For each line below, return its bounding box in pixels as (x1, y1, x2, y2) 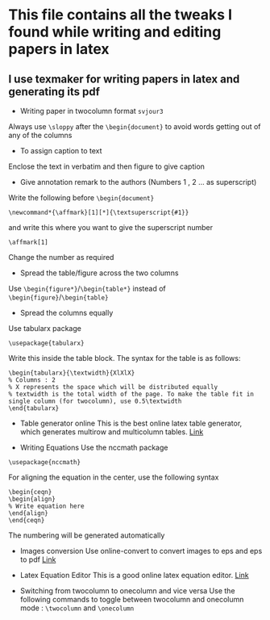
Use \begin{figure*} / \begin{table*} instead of (8, 284, 167, 293)
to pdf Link (19, 555, 56, 564)
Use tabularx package (8, 324, 82, 333)
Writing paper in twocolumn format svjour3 (19, 107, 164, 115)
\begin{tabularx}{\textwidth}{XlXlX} (8, 369, 135, 377)
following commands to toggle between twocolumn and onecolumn (19, 595, 244, 604)
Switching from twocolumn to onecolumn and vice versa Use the (19, 586, 235, 595)
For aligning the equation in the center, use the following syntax (8, 472, 219, 482)
